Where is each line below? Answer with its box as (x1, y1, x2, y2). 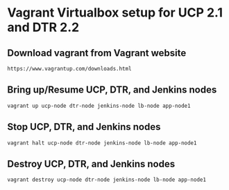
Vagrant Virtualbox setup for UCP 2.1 (7, 5, 223, 21)
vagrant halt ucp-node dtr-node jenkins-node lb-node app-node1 (7, 140, 197, 146)
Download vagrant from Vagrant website (7, 47, 187, 59)
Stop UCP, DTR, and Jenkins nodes (7, 121, 161, 133)
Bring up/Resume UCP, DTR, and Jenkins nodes (7, 84, 217, 96)
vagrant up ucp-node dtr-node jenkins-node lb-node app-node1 (7, 102, 191, 109)
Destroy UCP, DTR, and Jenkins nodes (7, 158, 176, 170)
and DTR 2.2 (7, 19, 80, 35)
